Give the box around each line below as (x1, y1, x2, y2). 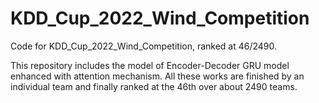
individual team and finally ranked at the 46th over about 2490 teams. (10, 80, 298, 92)
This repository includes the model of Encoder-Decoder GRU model (10, 59, 290, 71)
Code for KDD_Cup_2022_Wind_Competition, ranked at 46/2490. (10, 40, 278, 52)
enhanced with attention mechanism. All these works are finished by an (10, 70, 305, 82)
